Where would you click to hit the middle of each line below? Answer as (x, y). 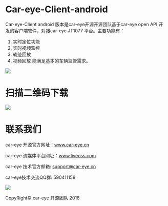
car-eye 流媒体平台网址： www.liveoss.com (51, 155)
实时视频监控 (26, 48)
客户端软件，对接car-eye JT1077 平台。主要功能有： (69, 30)
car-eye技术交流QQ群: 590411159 (40, 177)
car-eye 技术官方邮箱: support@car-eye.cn (51, 166)
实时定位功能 (26, 42)
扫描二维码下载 (37, 93)
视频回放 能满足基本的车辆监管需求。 (51, 60)
